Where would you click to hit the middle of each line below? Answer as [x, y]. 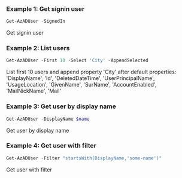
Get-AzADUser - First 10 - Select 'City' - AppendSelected [77, 61]
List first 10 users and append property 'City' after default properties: [91, 72]
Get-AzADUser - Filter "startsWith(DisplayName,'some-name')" [84, 158]
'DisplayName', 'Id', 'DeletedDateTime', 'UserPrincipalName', [81, 78]
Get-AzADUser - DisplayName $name [48, 119]
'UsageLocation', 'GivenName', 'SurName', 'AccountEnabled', [81, 85]
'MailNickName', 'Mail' [34, 91]
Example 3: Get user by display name [61, 106]
